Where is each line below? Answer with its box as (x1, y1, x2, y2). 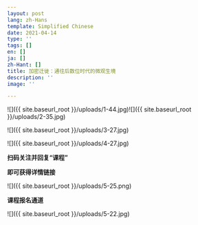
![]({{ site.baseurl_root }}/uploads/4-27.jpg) (7, 139, 129, 148)
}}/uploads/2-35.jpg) (7, 113, 66, 121)
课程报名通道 (7, 196, 43, 204)
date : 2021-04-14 (7, 29, 57, 36)
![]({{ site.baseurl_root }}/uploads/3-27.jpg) (7, 126, 129, 134)
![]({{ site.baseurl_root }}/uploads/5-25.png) (7, 182, 132, 190)
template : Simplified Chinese (7, 23, 94, 30)
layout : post (7, 10, 45, 17)
